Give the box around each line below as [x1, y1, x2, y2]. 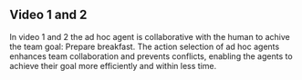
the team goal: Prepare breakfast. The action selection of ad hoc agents [9, 41, 280, 52]
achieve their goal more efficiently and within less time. [9, 60, 217, 71]
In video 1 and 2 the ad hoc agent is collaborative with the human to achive [9, 31, 290, 42]
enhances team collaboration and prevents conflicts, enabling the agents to [9, 50, 294, 62]
